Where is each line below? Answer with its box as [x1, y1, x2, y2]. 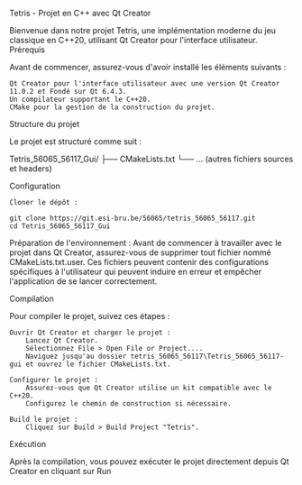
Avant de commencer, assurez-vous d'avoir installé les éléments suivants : [9, 62, 287, 72]
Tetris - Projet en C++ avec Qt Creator [9, 8, 151, 18]
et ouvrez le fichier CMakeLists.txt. [25, 360, 171, 369]
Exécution [9, 439, 47, 449]
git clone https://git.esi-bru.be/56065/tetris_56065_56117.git [9, 214, 256, 223]
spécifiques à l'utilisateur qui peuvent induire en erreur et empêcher [9, 266, 262, 277]
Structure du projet [9, 119, 80, 129]
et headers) [9, 163, 52, 174]
